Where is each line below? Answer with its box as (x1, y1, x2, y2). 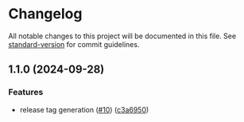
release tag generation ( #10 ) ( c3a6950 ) (19, 104, 149, 114)
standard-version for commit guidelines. (8, 39, 140, 49)
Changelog (8, 5, 83, 23)
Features (8, 87, 44, 98)
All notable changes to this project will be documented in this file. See (8, 31, 237, 41)
